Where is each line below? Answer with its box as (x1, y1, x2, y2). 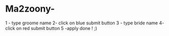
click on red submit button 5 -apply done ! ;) (5, 25, 97, 31)
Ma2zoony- (5, 3, 55, 15)
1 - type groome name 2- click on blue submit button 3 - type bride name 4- (5, 20, 164, 26)
